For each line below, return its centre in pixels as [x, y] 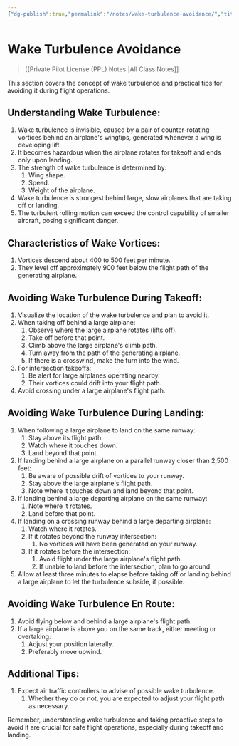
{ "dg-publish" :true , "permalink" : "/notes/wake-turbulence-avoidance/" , [114, 14]
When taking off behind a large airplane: [76, 322]
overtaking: [34, 636]
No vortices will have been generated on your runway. [118, 544]
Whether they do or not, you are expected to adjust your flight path [126, 698]
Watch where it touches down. [73, 445]
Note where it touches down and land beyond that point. [111, 491]
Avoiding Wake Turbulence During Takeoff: [105, 297]
